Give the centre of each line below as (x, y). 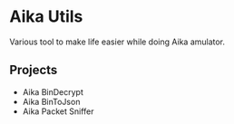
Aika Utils (46, 17)
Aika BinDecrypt (53, 91)
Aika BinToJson (51, 101)
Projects (34, 70)
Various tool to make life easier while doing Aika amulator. (117, 42)
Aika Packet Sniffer (58, 111)
